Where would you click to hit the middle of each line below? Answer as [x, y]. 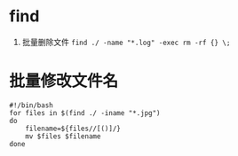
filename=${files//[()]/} [73, 129]
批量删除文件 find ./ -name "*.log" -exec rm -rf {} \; [126, 42]
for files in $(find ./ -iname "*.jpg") [85, 113]
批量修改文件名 [64, 81]
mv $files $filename [63, 136]
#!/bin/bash [31, 105]
